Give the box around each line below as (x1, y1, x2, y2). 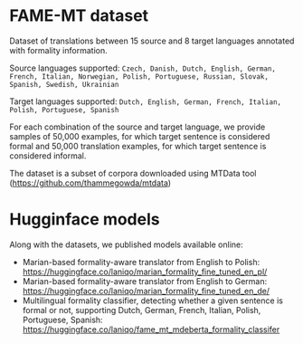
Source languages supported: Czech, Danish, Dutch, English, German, (9, 62, 277, 73)
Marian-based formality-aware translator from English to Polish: (22, 256, 260, 267)
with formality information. (9, 44, 108, 55)
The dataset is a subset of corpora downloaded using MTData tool (9, 167, 257, 178)
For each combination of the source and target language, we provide (9, 121, 266, 132)
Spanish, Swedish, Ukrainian (9, 80, 119, 89)
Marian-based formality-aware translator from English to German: (22, 275, 268, 286)
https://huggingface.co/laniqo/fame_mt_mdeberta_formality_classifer (22, 323, 280, 335)
